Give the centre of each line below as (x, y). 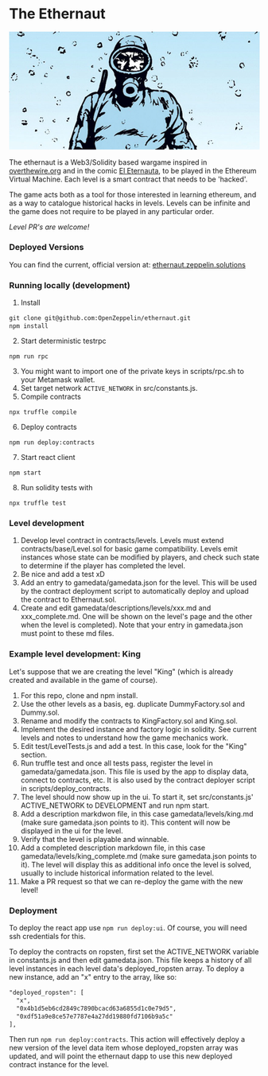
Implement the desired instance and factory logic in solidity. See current (138, 729)
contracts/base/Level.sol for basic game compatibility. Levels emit (129, 549)
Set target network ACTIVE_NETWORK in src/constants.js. (109, 388)
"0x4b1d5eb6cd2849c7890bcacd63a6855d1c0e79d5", (97, 1009)
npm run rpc (29, 357)
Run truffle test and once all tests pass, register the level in (117, 763)
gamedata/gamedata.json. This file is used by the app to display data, (134, 771)
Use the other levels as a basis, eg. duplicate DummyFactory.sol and (133, 704)
